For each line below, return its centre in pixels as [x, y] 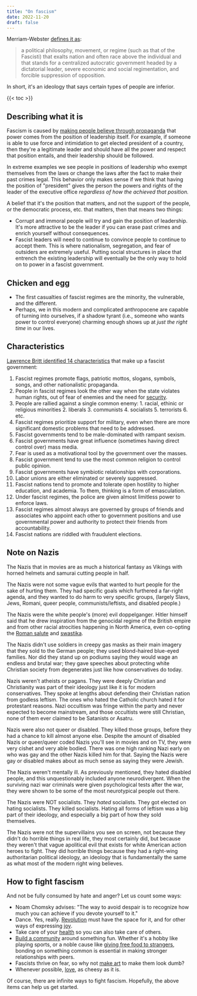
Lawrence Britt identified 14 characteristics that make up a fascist [86, 361]
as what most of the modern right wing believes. [65, 863]
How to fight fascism [45, 882]
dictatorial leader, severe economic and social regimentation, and [100, 69]
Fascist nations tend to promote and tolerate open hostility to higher [97, 484]
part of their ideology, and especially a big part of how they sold [84, 814]
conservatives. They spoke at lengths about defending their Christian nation [98, 693]
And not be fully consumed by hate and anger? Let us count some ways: [94, 896]
